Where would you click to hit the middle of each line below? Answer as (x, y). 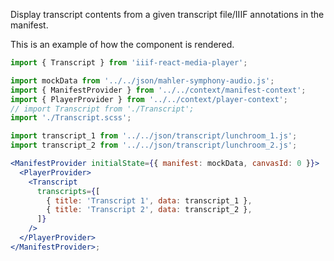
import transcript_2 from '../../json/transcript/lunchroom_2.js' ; (154, 145)
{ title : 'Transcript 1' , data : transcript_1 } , (149, 200)
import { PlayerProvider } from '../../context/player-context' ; (149, 99)
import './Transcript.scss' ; (71, 118)
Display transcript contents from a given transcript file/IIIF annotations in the (167, 14)
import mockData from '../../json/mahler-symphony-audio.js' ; (142, 80)
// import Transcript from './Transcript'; (102, 109)
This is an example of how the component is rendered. (122, 44)
